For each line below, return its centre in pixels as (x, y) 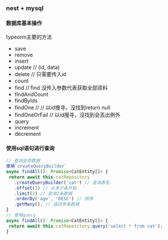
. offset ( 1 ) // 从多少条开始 (45, 188)
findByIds (26, 101)
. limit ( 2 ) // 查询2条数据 (43, 193)
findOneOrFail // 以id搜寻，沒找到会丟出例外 (67, 115)
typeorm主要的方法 (29, 37)
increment (27, 128)
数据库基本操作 (24, 23)
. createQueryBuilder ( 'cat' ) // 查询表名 (62, 183)
